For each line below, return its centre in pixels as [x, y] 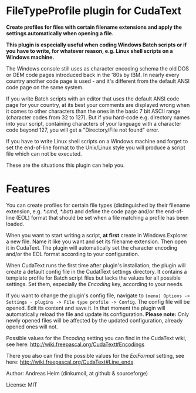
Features [28, 189]
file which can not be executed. [44, 153]
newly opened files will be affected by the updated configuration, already [94, 320]
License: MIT [22, 384]
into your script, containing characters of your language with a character [94, 123]
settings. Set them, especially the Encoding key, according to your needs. [95, 284]
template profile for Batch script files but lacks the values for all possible [93, 278]
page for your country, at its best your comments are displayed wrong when [98, 105]
